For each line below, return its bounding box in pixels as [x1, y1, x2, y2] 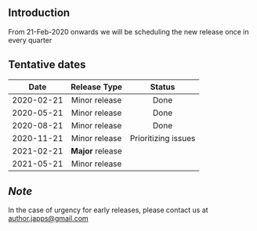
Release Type [70, 81, 123, 92]
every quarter [8, 35, 52, 45]
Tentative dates [8, 58, 86, 71]
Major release [71, 145, 123, 156]
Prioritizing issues [129, 132, 196, 143]
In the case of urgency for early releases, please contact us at [8, 205, 209, 215]
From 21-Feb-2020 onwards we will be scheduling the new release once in [8, 27, 249, 36]
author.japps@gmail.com [8, 214, 89, 223]
